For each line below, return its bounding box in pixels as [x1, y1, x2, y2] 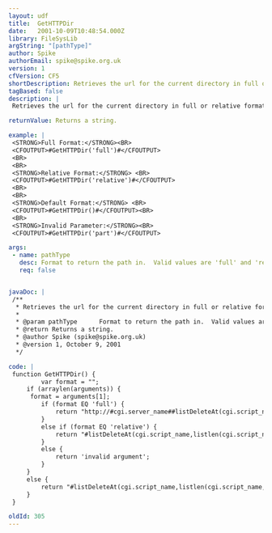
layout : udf [8, 11, 49, 20]
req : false [19, 266, 57, 274]
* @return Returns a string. [15, 325, 114, 334]
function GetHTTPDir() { [11, 370, 96, 379]
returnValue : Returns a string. [8, 116, 117, 125]
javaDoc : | [8, 288, 45, 296]
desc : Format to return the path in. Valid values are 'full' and [19, 259, 252, 267]
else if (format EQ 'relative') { [40, 422, 158, 431]
